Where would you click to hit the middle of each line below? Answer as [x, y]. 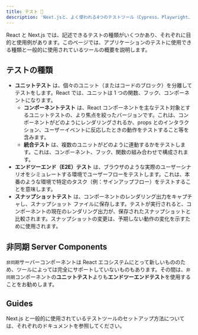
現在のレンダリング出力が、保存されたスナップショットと [121, 212]
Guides [20, 303]
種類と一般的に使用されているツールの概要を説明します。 [81, 50]
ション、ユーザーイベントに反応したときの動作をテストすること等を [106, 130]
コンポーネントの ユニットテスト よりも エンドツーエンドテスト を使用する [103, 277]
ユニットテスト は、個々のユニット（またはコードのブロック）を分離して [103, 85]
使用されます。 [43, 226]
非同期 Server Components [57, 247]
